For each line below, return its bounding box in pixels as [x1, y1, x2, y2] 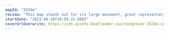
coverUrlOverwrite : [5, 21, 46, 26]
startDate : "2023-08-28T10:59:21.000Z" [5, 16, 89, 21]
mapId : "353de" [5, 7, 37, 12]
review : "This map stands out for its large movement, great [5, 12, 136, 17]
